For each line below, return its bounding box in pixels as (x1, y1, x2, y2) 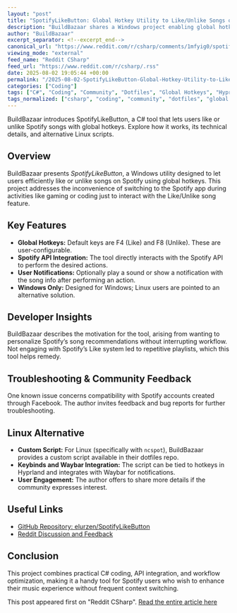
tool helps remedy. (7, 352, 61, 360)
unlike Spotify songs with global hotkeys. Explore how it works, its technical (7, 123, 227, 131)
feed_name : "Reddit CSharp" (7, 56, 90, 63)
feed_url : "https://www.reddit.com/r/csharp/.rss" (7, 63, 159, 70)
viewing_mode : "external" (7, 50, 83, 57)
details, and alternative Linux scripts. (7, 130, 114, 138)
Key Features (7, 219, 67, 231)
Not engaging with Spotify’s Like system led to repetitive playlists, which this (7, 345, 229, 353)
